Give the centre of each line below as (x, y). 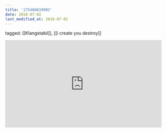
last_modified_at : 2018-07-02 (37, 19)
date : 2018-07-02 (23, 14)
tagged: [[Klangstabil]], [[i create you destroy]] (53, 33)
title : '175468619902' (29, 10)
